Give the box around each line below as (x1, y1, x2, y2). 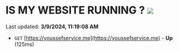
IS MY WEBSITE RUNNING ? (5, 4, 146, 17)
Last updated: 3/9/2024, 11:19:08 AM (5, 23, 99, 30)
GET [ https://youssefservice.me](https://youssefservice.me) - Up (14, 34, 173, 41)
